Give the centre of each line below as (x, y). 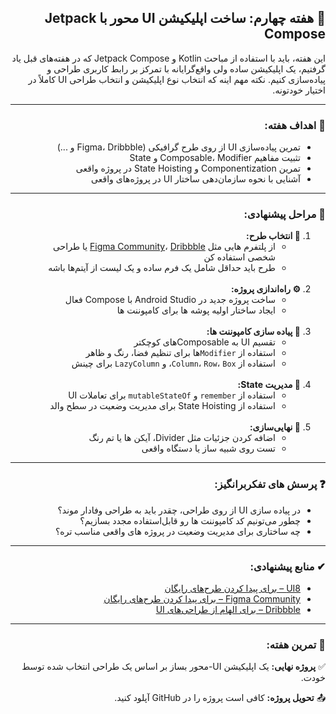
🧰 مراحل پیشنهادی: (284, 214)
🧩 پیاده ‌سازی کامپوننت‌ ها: (253, 332)
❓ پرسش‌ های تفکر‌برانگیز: (270, 484)
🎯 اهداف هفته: (295, 125)
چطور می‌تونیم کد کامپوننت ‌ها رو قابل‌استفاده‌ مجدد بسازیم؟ (190, 520)
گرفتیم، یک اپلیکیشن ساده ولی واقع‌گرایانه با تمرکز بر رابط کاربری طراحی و (186, 68)
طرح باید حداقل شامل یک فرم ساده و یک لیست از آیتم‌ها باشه (162, 268)
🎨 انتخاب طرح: (273, 236)
